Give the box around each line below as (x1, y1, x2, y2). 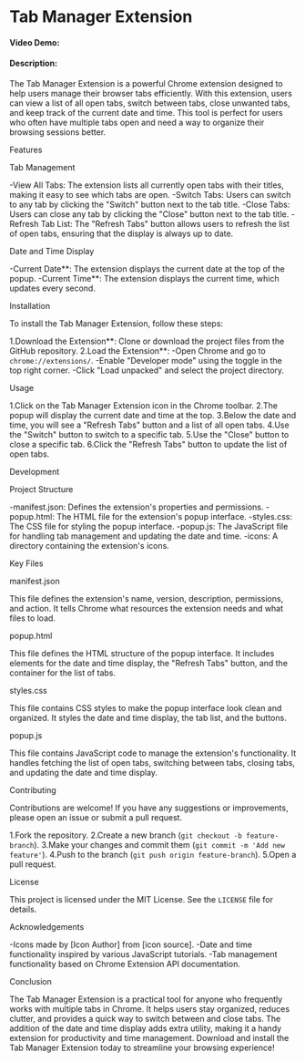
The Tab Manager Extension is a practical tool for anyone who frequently (9, 994, 283, 1005)
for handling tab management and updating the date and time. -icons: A (9, 531, 279, 541)
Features (9, 144, 43, 155)
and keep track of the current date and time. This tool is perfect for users (9, 107, 284, 118)
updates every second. (9, 283, 96, 294)
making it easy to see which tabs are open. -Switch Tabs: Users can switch (9, 189, 291, 200)
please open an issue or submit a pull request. (9, 811, 183, 822)
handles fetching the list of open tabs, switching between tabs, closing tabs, (9, 757, 296, 768)
